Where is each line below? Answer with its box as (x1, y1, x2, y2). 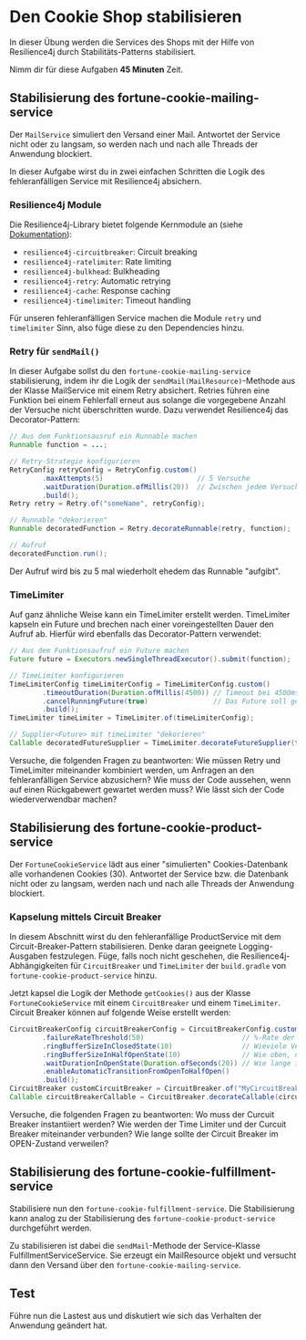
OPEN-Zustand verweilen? (9, 1137, 109, 1148)
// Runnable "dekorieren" (9, 515, 107, 525)
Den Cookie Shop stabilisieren (9, 6, 242, 27)
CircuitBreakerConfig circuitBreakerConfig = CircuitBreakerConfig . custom (9, 1024, 300, 1034)
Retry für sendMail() (9, 345, 100, 358)
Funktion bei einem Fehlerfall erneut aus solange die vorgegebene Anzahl (9, 395, 286, 406)
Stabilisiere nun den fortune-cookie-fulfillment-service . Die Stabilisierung (9, 1202, 295, 1214)
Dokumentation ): (9, 229, 73, 240)
